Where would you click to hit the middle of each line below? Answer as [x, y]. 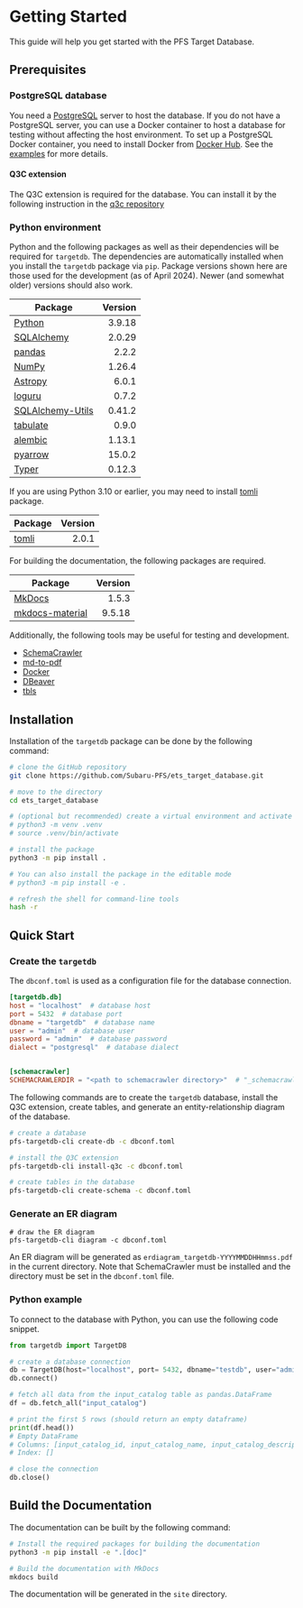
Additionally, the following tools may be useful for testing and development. [150, 635]
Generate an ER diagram [63, 1214]
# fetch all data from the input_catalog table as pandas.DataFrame [141, 1395]
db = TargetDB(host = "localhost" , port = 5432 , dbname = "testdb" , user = [143, 1370]
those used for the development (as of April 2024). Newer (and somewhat [147, 276]
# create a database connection [70, 1362]
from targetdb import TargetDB [68, 1346]
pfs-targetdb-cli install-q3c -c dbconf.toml [96, 1166]
